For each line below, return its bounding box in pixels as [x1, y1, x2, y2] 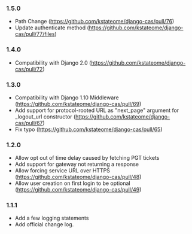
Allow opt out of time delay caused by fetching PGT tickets [14, 154, 160, 162]
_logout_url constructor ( [14, 113, 76, 120]
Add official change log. [14, 221, 74, 228]
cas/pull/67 [14, 119, 43, 126]
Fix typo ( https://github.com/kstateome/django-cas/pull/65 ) [14, 126, 163, 133]
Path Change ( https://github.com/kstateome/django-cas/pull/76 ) [14, 18, 175, 25]
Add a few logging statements [14, 214, 89, 222]
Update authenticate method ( [14, 24, 89, 31]
